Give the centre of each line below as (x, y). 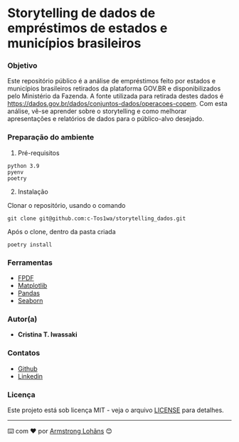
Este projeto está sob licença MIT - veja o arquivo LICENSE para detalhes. (116, 410)
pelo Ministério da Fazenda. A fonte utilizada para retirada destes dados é (116, 96)
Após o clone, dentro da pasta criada (62, 231)
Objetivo (22, 65)
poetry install (30, 244)
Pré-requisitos (38, 153)
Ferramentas (30, 263)
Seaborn (30, 301)
